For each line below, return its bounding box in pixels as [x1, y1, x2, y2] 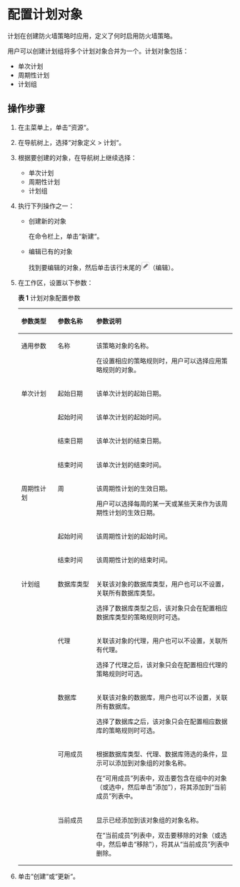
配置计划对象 [7, 6, 84, 23]
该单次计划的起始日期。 [96, 389, 166, 397]
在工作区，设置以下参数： [17, 278, 94, 286]
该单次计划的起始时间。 [96, 413, 166, 421]
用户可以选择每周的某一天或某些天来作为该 [96, 499, 221, 508]
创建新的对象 [28, 216, 66, 225]
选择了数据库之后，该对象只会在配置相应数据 [96, 717, 228, 726]
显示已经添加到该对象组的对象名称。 [96, 816, 203, 824]
